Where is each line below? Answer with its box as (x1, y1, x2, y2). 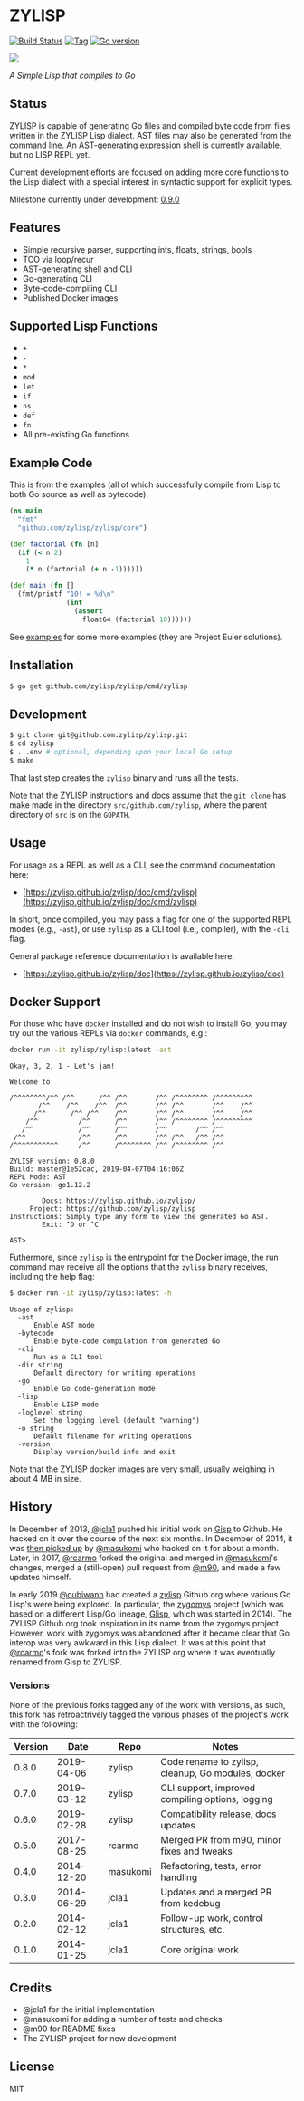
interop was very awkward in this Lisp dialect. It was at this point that (9, 1636, 267, 1648)
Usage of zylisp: (9, 1305, 75, 1314)
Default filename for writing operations (33, 1432, 193, 1441)
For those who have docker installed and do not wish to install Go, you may (9, 1018, 288, 1029)
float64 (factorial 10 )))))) (81, 615, 193, 624)
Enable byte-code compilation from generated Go (33, 1337, 221, 1346)
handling (160, 1871, 198, 1884)
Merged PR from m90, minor (160, 1834, 282, 1847)
